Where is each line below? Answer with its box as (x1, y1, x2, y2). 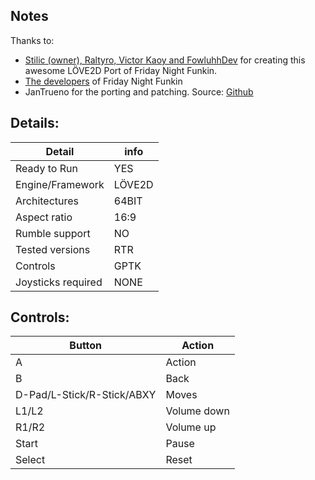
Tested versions (15, 242, 91, 256)
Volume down (165, 404, 230, 418)
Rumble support (15, 226, 91, 240)
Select (15, 453, 46, 467)
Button (69, 339, 103, 353)
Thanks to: (10, 34, 55, 46)
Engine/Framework (15, 177, 105, 191)
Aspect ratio (15, 210, 73, 224)
